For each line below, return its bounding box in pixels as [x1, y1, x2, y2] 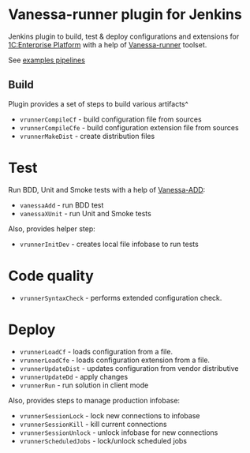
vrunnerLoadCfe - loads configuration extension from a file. [19, 355, 211, 365]
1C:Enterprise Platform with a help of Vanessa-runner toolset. [8, 39, 207, 49]
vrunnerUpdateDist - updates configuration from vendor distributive [19, 363, 239, 373]
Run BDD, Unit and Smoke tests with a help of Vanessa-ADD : [8, 185, 206, 194]
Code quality [8, 267, 95, 285]
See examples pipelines [8, 55, 85, 65]
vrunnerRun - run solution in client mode [19, 380, 149, 390]
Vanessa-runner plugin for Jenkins [8, 6, 242, 24]
